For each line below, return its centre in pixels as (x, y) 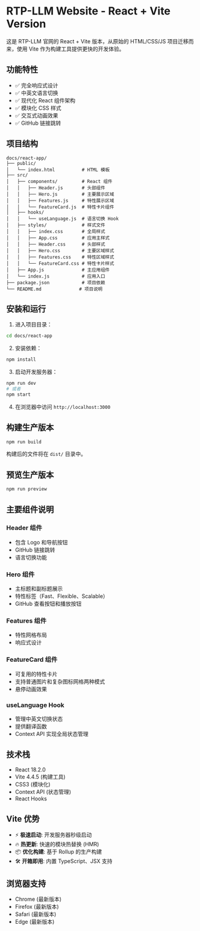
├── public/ (21, 163)
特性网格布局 (31, 635)
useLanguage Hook (35, 705)
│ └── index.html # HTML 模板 (58, 170)
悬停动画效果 (31, 689)
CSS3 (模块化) (33, 784)
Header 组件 (24, 528)
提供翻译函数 (31, 726)
